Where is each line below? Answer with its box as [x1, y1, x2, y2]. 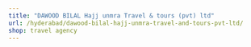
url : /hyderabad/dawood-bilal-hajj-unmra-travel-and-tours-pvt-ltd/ [8, 19, 244, 27]
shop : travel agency [8, 26, 78, 34]
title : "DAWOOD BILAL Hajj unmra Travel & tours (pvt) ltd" [8, 11, 215, 20]
